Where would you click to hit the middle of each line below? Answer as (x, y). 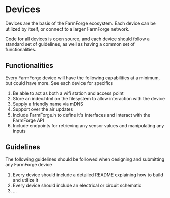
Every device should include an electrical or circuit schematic (77, 185)
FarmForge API (28, 120)
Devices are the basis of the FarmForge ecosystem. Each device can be (81, 23)
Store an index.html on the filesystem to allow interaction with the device (89, 98)
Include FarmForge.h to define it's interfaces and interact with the (81, 115)
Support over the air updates (43, 109)
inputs (19, 131)
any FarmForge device (29, 164)
